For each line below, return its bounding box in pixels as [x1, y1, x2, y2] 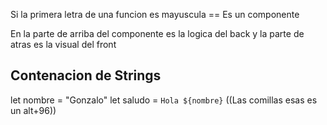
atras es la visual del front [10, 39, 117, 50]
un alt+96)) [10, 104, 57, 116]
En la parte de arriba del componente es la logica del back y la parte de [10, 28, 305, 39]
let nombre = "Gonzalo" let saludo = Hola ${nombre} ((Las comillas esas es [10, 94, 318, 106]
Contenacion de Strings [10, 67, 162, 84]
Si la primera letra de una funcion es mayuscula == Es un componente [10, 9, 300, 20]
